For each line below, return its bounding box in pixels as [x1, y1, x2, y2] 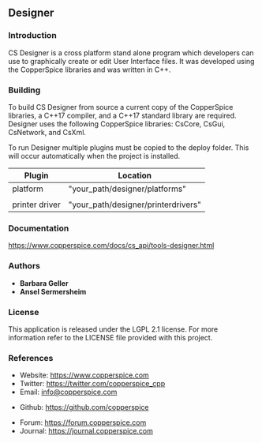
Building [8, 84, 41, 96]
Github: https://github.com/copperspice [19, 403, 149, 412]
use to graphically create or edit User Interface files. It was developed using [8, 56, 255, 66]
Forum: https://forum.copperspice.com [19, 418, 147, 427]
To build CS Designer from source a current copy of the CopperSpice [8, 102, 234, 111]
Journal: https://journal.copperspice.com [19, 426, 154, 436]
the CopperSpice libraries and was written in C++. [8, 65, 171, 74]
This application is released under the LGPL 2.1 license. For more [8, 324, 219, 334]
